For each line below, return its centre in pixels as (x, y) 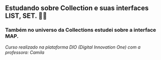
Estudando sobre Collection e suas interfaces (77, 8)
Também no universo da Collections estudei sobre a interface (81, 30)
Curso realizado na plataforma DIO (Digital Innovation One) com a (73, 47)
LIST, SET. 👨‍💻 (26, 16)
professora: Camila (25, 52)
